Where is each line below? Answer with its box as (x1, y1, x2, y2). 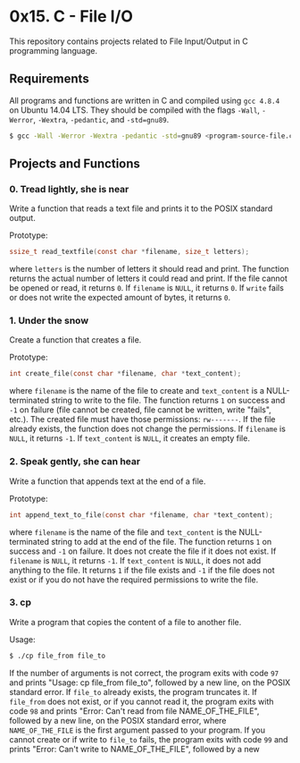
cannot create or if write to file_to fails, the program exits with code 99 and (9, 733, 288, 744)
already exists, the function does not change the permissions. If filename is (9, 423, 286, 435)
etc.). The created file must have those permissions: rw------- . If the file (9, 414, 276, 425)
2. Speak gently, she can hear (9, 455, 141, 468)
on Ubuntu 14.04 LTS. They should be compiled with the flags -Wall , (9, 105, 261, 115)
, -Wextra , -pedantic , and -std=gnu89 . (32, 114, 170, 124)
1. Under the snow (9, 315, 89, 327)
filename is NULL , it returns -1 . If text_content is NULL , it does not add (9, 555, 262, 565)
